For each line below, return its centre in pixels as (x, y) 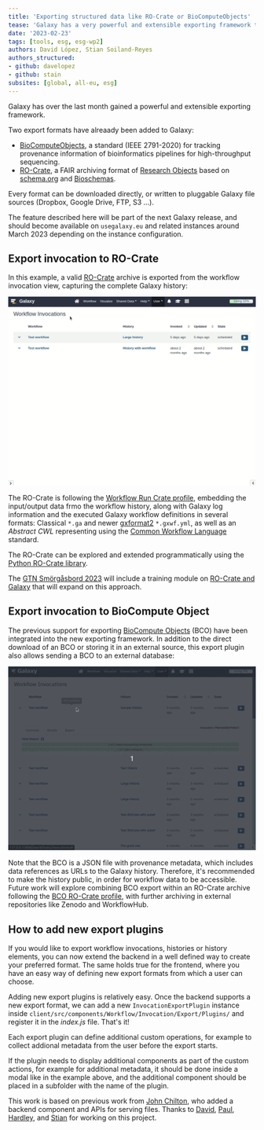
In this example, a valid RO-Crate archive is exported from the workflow (124, 277)
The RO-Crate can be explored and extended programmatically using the (126, 555)
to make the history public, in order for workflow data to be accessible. (123, 879)
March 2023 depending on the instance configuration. (96, 234)
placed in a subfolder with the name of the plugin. (88, 1086)
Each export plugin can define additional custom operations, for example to (130, 1037)
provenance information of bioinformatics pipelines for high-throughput (135, 153)
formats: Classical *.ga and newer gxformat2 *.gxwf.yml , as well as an (123, 523)
